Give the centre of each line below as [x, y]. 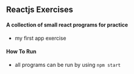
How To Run [21, 52]
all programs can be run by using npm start [68, 65]
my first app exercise [40, 38]
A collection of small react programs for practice [67, 25]
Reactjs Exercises [40, 10]
